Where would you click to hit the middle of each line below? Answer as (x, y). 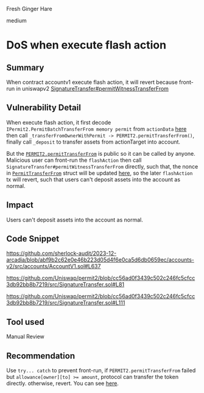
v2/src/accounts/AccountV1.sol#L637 (54, 266)
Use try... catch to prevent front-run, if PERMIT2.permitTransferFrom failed (101, 370)
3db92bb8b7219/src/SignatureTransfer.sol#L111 (66, 303)
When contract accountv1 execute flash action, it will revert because (92, 82)
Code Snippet (33, 239)
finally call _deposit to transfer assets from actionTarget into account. (93, 142)
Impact (20, 205)
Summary (25, 67)
